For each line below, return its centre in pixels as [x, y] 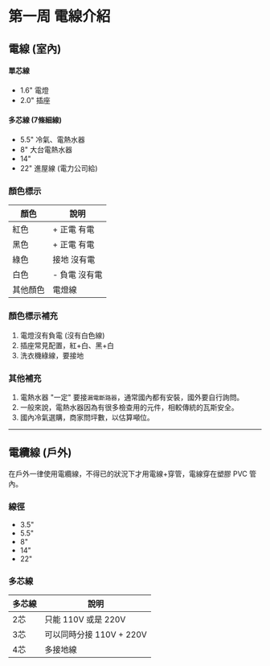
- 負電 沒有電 [78, 275]
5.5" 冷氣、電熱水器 [53, 139]
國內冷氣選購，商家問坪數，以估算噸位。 [87, 417]
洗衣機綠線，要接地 [52, 355]
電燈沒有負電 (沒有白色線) [62, 335]
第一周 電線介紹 [59, 17]
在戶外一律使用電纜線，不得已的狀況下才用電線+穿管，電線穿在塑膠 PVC [128, 474]
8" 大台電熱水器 [46, 149]
